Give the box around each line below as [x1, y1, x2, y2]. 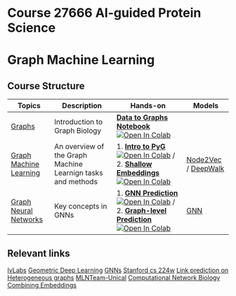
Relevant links [7, 247, 70, 259]
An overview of [53, 142, 105, 152]
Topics [17, 101, 41, 110]
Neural [11, 206, 33, 216]
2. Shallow [116, 160, 152, 169]
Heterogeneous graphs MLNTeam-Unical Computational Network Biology [7, 274, 221, 282]
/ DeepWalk [186, 164, 225, 174]
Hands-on [130, 101, 166, 110]
